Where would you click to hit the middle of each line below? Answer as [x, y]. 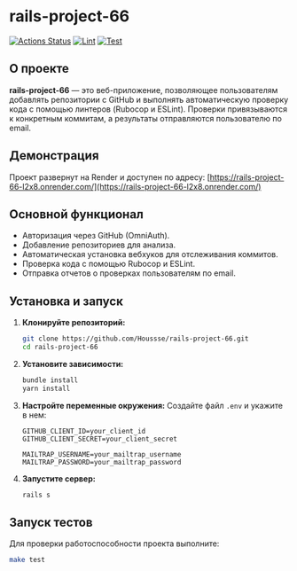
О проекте [39, 69]
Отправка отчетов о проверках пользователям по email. [129, 273]
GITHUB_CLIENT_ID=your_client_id [84, 431]
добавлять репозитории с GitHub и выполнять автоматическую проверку [149, 99]
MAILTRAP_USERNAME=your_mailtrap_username [102, 454]
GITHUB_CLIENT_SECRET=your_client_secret [99, 439]
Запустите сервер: [59, 478]
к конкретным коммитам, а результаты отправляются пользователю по [145, 118]
